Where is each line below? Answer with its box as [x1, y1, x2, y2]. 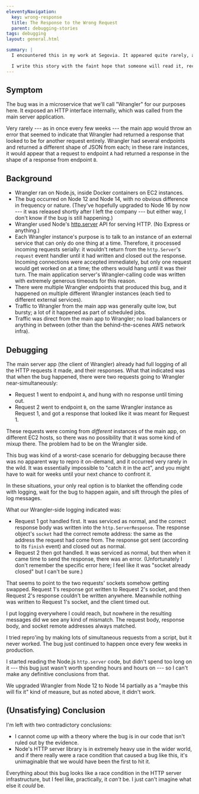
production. [6, 646, 34, 654]
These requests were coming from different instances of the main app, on [6, 428, 187, 435]
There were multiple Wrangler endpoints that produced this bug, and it [14, 284, 187, 291]
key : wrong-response [11, 14, 62, 20]
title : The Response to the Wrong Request [11, 20, 118, 25]
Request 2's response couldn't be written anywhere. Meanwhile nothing [6, 592, 182, 599]
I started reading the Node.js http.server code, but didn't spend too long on [6, 658, 192, 665]
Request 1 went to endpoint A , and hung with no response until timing [14, 391, 184, 398]
